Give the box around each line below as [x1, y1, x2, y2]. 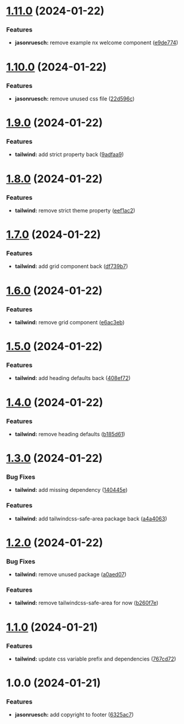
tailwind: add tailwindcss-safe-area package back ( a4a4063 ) [14, 515, 167, 522]
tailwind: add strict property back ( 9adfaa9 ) [14, 151, 124, 158]
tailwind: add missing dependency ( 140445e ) [14, 486, 128, 494]
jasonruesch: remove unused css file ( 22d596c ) [14, 95, 135, 102]
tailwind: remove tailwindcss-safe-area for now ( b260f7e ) [14, 600, 159, 607]
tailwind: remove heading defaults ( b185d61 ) [14, 430, 125, 437]
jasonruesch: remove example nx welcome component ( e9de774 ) [14, 39, 179, 46]
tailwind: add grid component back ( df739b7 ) [14, 263, 128, 270]
